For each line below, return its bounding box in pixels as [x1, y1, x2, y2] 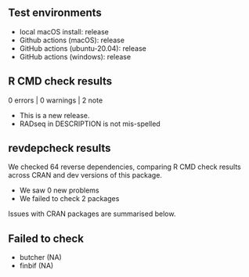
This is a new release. [19, 110, 90, 120]
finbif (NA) [19, 261, 54, 271]
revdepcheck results [8, 142, 111, 155]
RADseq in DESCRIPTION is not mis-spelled [19, 119, 161, 128]
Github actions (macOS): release [19, 35, 125, 45]
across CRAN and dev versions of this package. [8, 171, 163, 180]
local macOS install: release [19, 27, 110, 36]
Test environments [8, 6, 102, 20]
